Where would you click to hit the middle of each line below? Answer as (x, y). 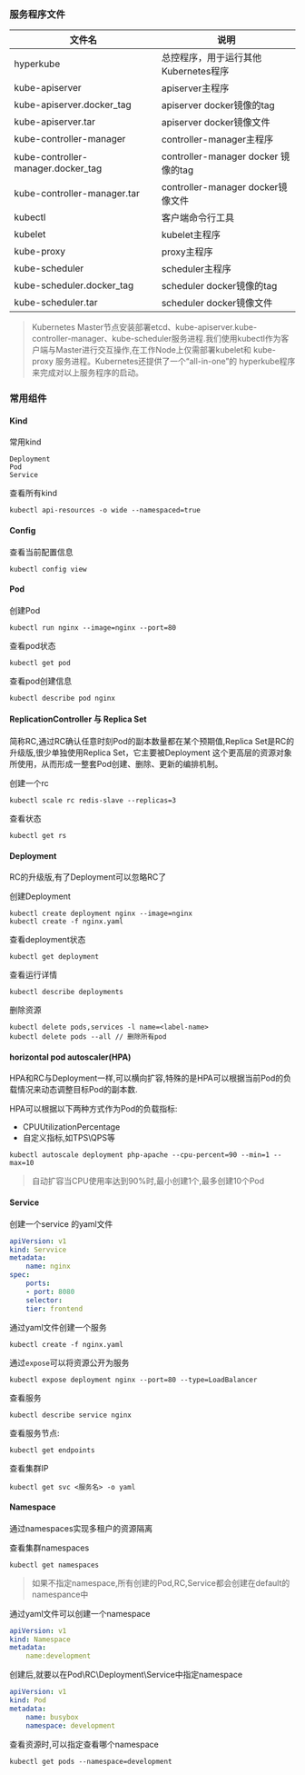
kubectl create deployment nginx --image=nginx (101, 914)
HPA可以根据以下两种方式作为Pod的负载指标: (93, 1109)
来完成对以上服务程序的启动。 (87, 373)
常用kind (25, 442)
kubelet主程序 (191, 235)
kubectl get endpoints (52, 1450)
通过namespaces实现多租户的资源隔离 (81, 1528)
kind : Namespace (40, 1639)
